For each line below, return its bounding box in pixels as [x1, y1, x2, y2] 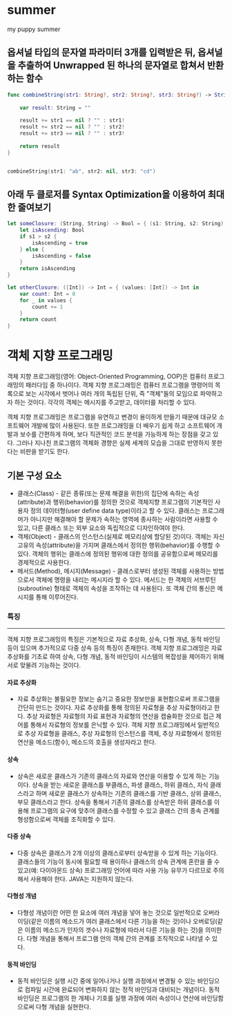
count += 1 [32, 303, 64, 310]
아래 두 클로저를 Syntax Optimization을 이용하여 [7, 189, 206, 200]
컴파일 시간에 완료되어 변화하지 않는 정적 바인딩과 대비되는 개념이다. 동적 [24, 985, 220, 994]
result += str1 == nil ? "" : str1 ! [19, 117, 126, 124]
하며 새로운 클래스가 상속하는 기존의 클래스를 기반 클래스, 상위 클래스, [35, 789, 222, 797]
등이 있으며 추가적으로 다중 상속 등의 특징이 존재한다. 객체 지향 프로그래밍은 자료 [7, 644, 223, 652]
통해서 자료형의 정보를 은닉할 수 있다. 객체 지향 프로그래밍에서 [30, 721, 196, 729]
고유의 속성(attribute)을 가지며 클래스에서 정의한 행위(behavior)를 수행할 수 [17, 541, 221, 549]
